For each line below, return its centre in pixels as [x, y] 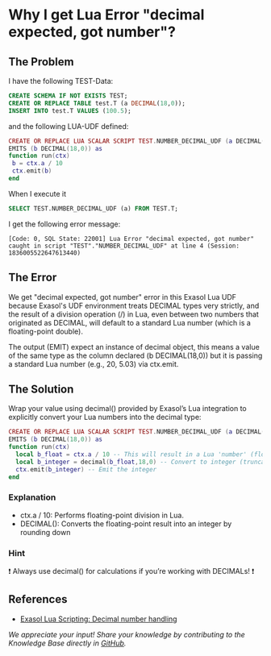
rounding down [45, 532]
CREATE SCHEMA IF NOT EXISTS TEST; [68, 96]
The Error [33, 278]
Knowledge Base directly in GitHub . [67, 643]
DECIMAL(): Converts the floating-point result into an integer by [126, 523]
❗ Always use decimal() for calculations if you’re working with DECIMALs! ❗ [131, 571]
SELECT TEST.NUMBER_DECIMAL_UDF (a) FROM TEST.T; [94, 208]
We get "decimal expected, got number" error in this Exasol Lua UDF [122, 297]
